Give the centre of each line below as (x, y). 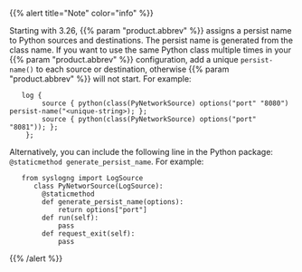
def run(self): (71, 218)
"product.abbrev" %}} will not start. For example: (100, 79)
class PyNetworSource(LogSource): (99, 186)
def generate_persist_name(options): (113, 202)
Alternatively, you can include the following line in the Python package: (142, 152)
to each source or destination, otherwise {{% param (132, 69)
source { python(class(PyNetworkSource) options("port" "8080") (165, 103)
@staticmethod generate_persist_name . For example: (107, 161)
